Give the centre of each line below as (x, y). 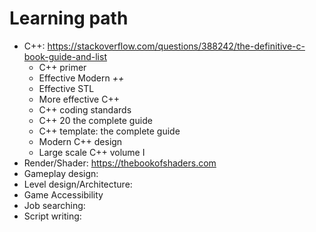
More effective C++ (79, 99)
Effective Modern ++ (81, 78)
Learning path (69, 18)
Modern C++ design (80, 141)
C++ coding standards (85, 109)
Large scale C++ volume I (92, 152)
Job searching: (54, 205)
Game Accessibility (63, 194)
